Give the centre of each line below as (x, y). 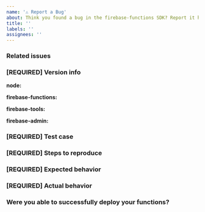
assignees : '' (24, 35)
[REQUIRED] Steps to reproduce (54, 153)
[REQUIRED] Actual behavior (49, 186)
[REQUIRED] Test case (40, 136)
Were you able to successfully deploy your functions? (88, 202)
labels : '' (20, 29)
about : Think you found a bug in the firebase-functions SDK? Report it (101, 18)
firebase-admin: (27, 121)
